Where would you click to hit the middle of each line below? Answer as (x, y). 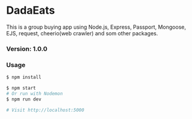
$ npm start (21, 88)
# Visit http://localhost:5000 (45, 110)
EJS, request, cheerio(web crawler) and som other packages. (82, 33)
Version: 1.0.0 (27, 48)
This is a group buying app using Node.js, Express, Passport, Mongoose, (96, 27)
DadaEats (31, 10)
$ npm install (24, 77)
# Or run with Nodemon (34, 93)
